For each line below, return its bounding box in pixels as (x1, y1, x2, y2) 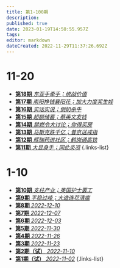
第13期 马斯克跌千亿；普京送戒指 (15, 128, 97, 136)
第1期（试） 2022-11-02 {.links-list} (15, 255, 104, 263)
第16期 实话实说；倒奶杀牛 (15, 105, 82, 113)
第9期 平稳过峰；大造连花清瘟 (15, 194, 90, 201)
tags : (6, 32, 20, 38)
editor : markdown (6, 37, 51, 43)
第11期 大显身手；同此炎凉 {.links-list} (15, 143, 110, 151)
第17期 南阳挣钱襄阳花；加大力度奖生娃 (15, 98, 113, 105)
